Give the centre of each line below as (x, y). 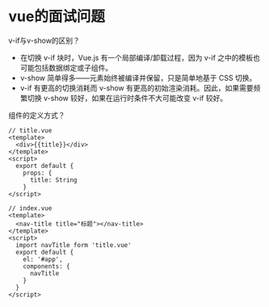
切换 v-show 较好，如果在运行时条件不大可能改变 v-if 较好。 (127, 98)
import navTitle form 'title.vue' (74, 245)
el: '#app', (43, 259)
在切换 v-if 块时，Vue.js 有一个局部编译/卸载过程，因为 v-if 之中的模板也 (140, 57)
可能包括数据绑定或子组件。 (66, 67)
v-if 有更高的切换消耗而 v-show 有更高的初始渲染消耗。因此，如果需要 (137, 88)
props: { (38, 173)
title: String (54, 180)
